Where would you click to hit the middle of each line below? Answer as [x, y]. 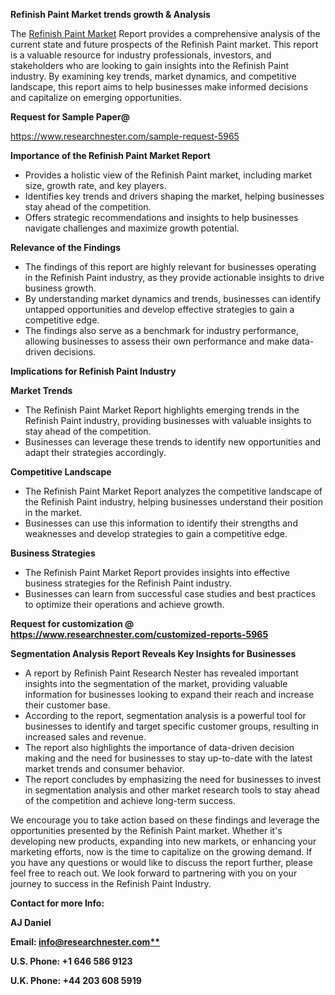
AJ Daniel [31, 922]
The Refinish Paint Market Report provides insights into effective [157, 572]
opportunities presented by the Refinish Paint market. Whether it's [146, 830]
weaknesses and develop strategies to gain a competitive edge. [156, 533]
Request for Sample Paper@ [70, 117]
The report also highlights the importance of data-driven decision [159, 747]
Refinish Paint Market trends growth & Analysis [110, 14]
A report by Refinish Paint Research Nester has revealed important [161, 673]
